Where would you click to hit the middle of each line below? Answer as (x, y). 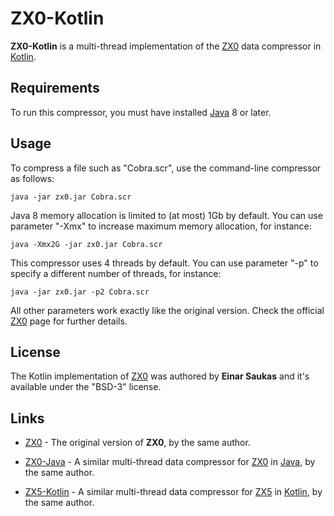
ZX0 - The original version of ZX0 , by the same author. (137, 443)
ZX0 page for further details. (69, 321)
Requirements (55, 88)
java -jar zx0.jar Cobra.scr (71, 197)
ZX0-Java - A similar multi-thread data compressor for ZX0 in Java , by (170, 462)
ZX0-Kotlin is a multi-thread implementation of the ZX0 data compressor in (166, 46)
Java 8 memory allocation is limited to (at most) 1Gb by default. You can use (166, 215)
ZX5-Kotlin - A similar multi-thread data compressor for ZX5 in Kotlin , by (173, 492)
